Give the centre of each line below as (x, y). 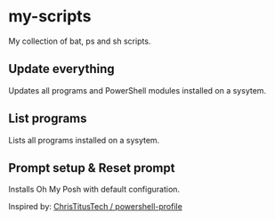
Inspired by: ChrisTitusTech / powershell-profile (96, 207)
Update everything (61, 69)
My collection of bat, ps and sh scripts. (80, 41)
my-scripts (50, 16)
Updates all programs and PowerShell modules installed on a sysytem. (137, 90)
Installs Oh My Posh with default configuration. (94, 190)
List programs (48, 119)
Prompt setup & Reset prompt (92, 168)
